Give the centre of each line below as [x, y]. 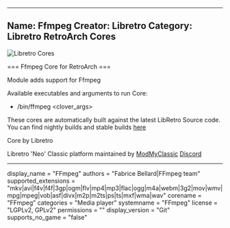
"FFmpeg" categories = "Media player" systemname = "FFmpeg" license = [112, 203]
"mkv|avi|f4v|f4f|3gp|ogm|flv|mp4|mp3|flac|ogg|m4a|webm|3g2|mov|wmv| [115, 188]
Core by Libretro [30, 140]
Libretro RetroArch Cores [62, 37]
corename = [184, 195]
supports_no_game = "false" [47, 217]
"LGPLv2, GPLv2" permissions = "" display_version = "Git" [89, 209]
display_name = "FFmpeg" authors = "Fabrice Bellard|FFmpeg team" [104, 173]
